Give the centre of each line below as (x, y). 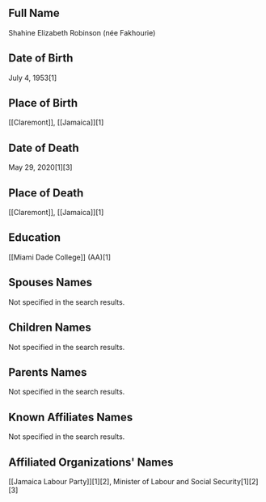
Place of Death (46, 193)
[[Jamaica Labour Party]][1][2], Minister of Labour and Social (110, 481)
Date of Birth (41, 59)
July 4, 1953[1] (33, 78)
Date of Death (44, 148)
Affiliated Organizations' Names (91, 462)
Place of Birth (43, 103)
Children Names (50, 328)
